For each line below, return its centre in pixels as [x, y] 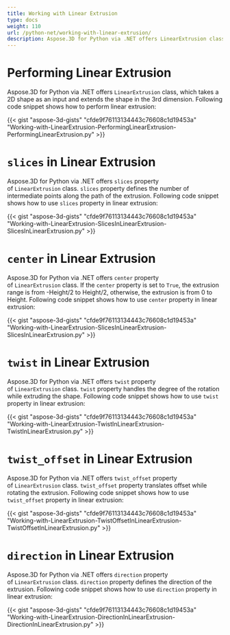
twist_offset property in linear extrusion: [66, 500]
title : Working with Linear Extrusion [62, 13]
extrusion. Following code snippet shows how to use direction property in [112, 589]
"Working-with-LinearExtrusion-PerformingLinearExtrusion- [92, 127]
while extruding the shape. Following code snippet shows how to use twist [113, 396]
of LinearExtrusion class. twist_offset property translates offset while [107, 485]
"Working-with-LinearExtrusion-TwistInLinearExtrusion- [86, 424]
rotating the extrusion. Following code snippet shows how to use [98, 492]
